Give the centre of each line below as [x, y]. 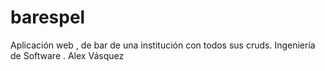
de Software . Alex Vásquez [67, 55]
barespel [48, 17]
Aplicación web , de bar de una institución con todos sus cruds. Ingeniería [163, 45]
